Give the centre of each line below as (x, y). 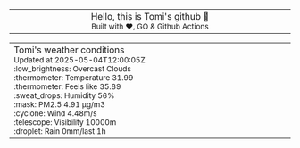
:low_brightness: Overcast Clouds (73, 69)
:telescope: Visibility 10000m (65, 123)
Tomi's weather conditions (69, 50)
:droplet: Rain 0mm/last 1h (60, 132)
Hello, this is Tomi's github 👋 (150, 16)
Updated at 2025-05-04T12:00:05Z (79, 60)
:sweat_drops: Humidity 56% (64, 96)
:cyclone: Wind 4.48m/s (55, 114)
